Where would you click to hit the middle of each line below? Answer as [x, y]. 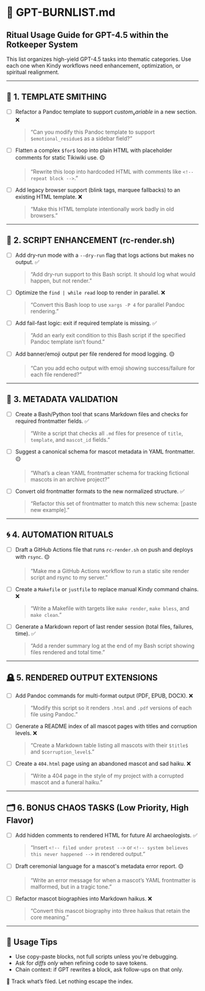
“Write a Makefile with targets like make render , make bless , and [110, 608]
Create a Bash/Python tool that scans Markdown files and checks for [102, 414]
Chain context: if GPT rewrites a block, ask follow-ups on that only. [99, 970]
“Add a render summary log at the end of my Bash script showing [113, 646]
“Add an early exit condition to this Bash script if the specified [108, 335]
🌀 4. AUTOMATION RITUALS [60, 535]
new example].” [50, 510]
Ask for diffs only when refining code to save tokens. [81, 963]
